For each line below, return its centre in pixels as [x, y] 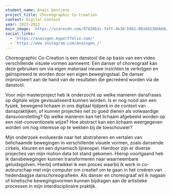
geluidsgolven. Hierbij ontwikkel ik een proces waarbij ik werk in [73, 164]
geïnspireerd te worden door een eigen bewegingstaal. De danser [75, 74]
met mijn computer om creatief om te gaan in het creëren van [98, 169]
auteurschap [19, 169]
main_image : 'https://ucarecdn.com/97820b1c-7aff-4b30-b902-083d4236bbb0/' [88, 29]
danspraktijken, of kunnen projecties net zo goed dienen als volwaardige [82, 111]
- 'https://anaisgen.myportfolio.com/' [52, 39]
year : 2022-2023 [23, 24]
